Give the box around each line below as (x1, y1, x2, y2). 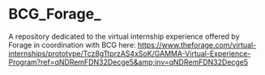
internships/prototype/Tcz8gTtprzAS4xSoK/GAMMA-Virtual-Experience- (8, 48, 251, 58)
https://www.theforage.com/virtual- (137, 40, 257, 49)
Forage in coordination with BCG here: (8, 40, 136, 49)
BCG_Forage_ (8, 5, 101, 23)
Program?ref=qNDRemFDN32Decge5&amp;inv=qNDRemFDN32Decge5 (8, 57, 249, 67)
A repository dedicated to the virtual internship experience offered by (8, 31, 241, 41)
